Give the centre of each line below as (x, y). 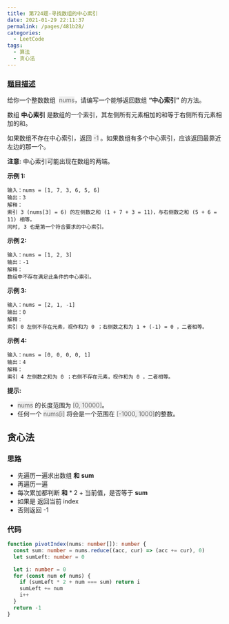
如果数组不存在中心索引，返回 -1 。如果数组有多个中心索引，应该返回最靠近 (114, 138)
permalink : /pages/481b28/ (46, 26)
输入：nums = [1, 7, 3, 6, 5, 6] (53, 190)
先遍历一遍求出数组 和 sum (56, 475)
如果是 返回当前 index (48, 501)
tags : (15, 46)
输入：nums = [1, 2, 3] (40, 255)
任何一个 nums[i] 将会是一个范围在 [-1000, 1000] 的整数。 (98, 414)
